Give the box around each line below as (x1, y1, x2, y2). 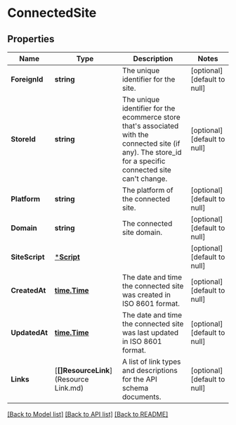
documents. (122, 392, 162, 402)
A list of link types (122, 357, 181, 367)
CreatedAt (11, 286, 46, 295)
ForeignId (11, 75, 44, 84)
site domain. (122, 227, 163, 237)
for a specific (122, 156, 166, 166)
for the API (122, 374, 157, 384)
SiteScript (11, 252, 45, 262)
